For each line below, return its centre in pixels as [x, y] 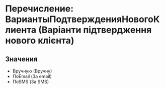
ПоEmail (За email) [32, 76]
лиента [21, 30]
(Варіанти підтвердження [95, 30]
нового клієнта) [40, 41]
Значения [21, 59]
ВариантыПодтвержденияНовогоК [82, 19]
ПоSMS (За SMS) [31, 81]
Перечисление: [39, 9]
